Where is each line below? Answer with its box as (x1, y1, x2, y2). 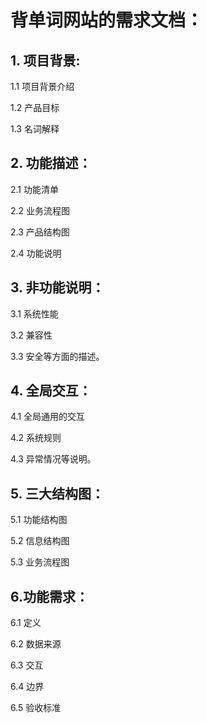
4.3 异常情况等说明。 (10, 453, 97, 465)
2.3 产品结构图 (10, 226, 70, 238)
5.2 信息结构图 (10, 535, 70, 547)
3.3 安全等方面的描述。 (10, 350, 105, 362)
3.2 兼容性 (10, 329, 53, 341)
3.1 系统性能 (10, 307, 59, 320)
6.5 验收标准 (10, 702, 62, 714)
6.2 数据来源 (10, 638, 62, 650)
